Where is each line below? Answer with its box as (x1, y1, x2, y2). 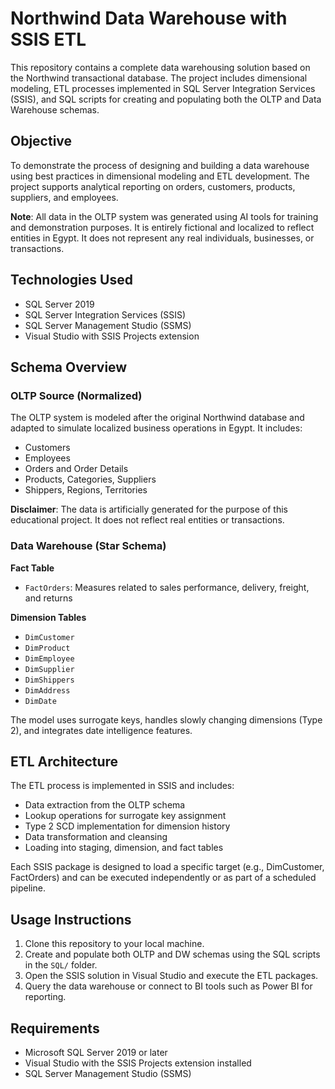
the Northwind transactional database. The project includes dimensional (10, 72, 308, 84)
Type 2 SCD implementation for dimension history (24, 820, 231, 832)
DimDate (24, 696, 57, 706)
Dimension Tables (10, 611, 87, 623)
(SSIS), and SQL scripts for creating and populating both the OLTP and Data (10, 93, 322, 105)
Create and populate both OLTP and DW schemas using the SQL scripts (24, 948, 321, 961)
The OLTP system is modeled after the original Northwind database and (10, 412, 305, 424)
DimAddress (24, 685, 71, 696)
